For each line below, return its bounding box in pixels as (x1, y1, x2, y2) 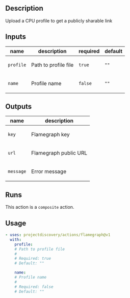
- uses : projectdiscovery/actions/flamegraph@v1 (5, 232, 111, 238)
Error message (31, 168, 67, 175)
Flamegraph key (31, 131, 70, 138)
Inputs (5, 33, 27, 41)
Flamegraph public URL (31, 150, 88, 157)
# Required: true (14, 256, 51, 261)
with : (10, 237, 22, 242)
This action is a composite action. (5, 204, 74, 210)
